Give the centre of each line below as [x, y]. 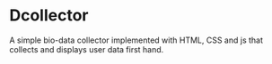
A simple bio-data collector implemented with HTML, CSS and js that [136, 40]
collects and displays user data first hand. [87, 49]
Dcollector [49, 16]
